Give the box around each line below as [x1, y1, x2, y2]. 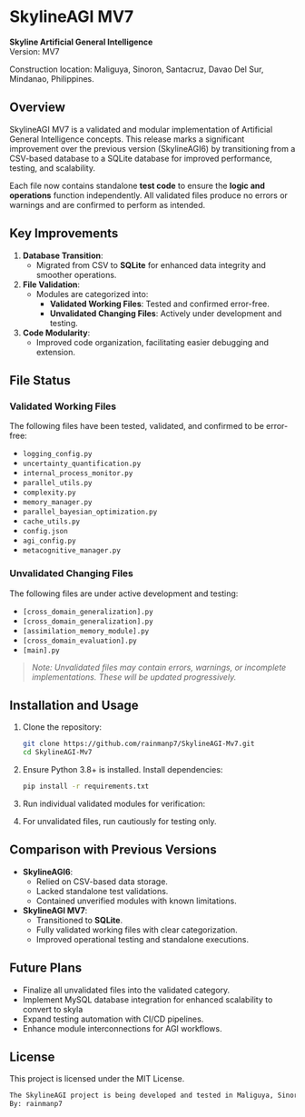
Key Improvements [9, 225, 119, 242]
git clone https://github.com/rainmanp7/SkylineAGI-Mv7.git [22, 739, 255, 749]
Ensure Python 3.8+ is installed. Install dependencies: [22, 764, 223, 775]
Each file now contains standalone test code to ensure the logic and [9, 180, 266, 191]
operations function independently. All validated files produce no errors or [9, 189, 289, 201]
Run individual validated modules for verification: [22, 798, 206, 809]
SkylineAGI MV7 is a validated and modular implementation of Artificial [9, 124, 273, 135]
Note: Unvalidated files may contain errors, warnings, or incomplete [31, 662, 287, 673]
